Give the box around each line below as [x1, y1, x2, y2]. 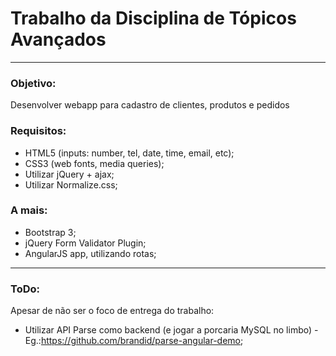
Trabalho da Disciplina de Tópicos [10, 7, 297, 30]
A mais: [10, 203, 48, 217]
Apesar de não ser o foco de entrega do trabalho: [10, 305, 215, 317]
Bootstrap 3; [24, 226, 77, 238]
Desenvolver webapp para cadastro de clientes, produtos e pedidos [10, 99, 290, 111]
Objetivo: [10, 76, 57, 90]
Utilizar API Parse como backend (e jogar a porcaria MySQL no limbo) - [24, 324, 319, 336]
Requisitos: [10, 124, 67, 138]
